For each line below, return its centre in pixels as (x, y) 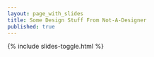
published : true (31, 26)
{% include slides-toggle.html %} (56, 47)
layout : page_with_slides (45, 14)
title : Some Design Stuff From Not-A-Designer (77, 20)
